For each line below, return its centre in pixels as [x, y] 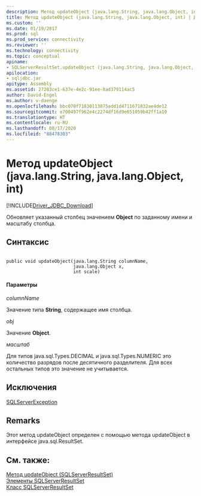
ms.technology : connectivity [42, 51]
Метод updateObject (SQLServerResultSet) [60, 474]
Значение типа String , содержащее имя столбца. [69, 310]
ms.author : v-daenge [32, 100]
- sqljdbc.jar [24, 78]
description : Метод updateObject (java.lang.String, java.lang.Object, [97, 12]
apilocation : [22, 73]
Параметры [22, 285]
